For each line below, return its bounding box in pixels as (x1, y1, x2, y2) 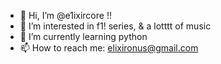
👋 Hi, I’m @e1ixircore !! (19, 10, 112, 21)
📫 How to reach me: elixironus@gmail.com (19, 42, 199, 54)
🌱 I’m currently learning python (19, 31, 148, 42)
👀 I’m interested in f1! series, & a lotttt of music (19, 20, 212, 32)
